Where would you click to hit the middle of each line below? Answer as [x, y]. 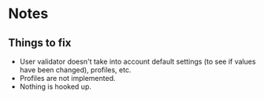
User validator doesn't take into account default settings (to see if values [138, 61]
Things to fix [40, 43]
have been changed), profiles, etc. [75, 70]
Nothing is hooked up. [56, 86]
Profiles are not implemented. [67, 78]
